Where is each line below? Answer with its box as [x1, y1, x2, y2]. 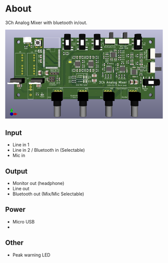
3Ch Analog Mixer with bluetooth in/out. [5, 20, 87, 26]
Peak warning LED [12, 251, 51, 258]
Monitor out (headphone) [12, 180, 64, 186]
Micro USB [12, 218, 35, 224]
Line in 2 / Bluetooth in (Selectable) [12, 147, 85, 153]
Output [5, 167, 27, 175]
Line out [12, 186, 29, 192]
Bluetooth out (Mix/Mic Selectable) [12, 191, 84, 197]
